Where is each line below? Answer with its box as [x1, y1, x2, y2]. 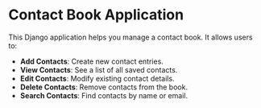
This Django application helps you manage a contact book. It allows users [8, 32, 253, 42]
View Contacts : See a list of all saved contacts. [19, 64, 178, 74]
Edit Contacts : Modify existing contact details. [19, 73, 175, 83]
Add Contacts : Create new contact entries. [19, 56, 164, 66]
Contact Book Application [8, 6, 184, 24]
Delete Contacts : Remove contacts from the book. [19, 82, 188, 92]
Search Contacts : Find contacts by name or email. [19, 90, 188, 100]
